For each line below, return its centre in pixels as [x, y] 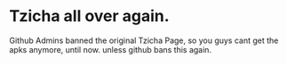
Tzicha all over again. [90, 16]
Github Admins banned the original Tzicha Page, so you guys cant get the [144, 40]
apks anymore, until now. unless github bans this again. [110, 49]
